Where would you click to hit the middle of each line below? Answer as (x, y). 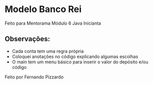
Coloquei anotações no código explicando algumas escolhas (75, 56)
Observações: (27, 39)
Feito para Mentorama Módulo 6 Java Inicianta (53, 23)
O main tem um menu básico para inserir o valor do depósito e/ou (80, 62)
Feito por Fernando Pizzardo (34, 77)
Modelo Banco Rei (43, 9)
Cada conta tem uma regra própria (48, 51)
